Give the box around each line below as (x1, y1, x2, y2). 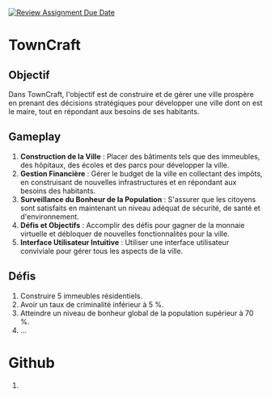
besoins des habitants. (19, 186, 96, 196)
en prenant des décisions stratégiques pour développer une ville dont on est (8, 98, 263, 108)
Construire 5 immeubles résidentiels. (19, 291, 143, 301)
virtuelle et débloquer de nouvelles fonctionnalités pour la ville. (19, 229, 230, 239)
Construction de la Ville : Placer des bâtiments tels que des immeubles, (19, 151, 260, 161)
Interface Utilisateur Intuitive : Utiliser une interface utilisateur (19, 237, 230, 247)
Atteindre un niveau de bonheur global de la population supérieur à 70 (19, 308, 254, 318)
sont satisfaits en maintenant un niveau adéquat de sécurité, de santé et (19, 203, 260, 213)
